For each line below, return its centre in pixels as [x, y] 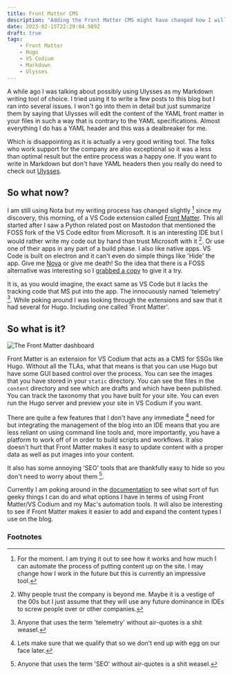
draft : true [24, 33]
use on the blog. [30, 519]
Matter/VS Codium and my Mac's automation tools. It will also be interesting [115, 504]
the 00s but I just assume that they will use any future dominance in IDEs [120, 601]
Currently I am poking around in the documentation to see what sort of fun [113, 489]
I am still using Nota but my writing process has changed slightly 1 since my [114, 210]
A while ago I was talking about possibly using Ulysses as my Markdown [110, 91]
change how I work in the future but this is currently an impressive [111, 573]
